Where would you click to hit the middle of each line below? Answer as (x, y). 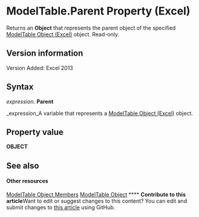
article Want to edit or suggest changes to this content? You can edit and (97, 201)
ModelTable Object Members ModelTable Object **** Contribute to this (96, 194)
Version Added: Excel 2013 (40, 68)
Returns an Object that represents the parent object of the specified (91, 28)
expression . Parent (30, 102)
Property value (35, 132)
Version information (45, 53)
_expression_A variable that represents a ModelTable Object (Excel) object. (100, 113)
